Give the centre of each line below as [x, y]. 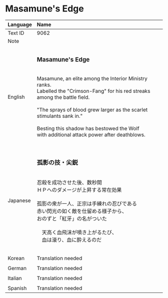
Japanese [19, 201]
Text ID [16, 33]
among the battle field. [63, 97]
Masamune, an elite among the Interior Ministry [92, 78]
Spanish [17, 289]
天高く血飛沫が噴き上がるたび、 [79, 232]
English [16, 97]
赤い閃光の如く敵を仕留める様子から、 [82, 211]
